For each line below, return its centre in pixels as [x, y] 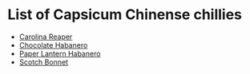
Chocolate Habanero [53, 45]
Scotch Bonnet [44, 62]
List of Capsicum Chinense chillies [125, 15]
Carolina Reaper [46, 37]
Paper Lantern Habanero [60, 53]
